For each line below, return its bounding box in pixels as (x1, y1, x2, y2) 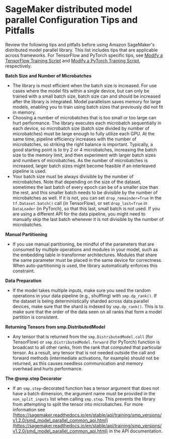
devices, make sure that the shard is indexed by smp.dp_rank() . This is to (12, 303, 163, 309)
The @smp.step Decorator (5, 375, 62, 381)
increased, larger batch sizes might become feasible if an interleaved (12, 163, 156, 169)
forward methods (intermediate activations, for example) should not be (12, 355, 159, 361)
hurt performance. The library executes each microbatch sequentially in (12, 120, 162, 126)
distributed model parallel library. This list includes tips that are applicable (5, 47, 158, 53)
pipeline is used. (12, 168, 47, 174)
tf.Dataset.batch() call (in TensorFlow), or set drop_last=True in (12, 200, 147, 206)
